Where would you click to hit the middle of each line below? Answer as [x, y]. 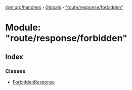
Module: [23, 28]
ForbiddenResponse [34, 82]
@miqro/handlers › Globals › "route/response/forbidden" [64, 7]
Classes [15, 71]
